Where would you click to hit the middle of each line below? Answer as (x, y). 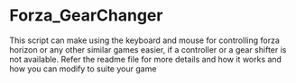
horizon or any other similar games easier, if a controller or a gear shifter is (148, 49)
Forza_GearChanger (86, 16)
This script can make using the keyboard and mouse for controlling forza (144, 40)
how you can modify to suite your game (83, 69)
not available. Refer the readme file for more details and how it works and (146, 59)
